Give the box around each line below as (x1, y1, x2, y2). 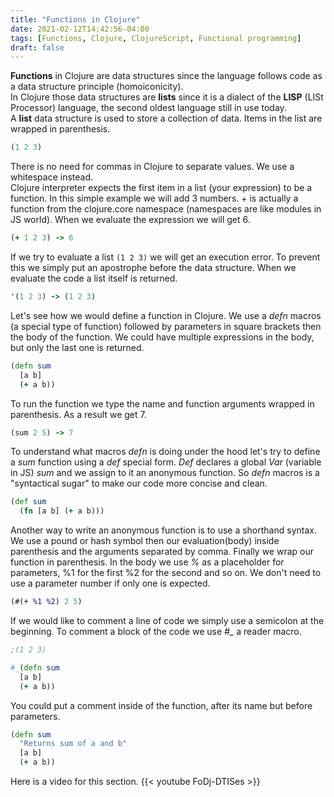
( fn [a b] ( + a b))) (19, 506, 105, 516)
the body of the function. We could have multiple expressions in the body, (10, 331, 315, 343)
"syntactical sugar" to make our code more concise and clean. (10, 477, 268, 490)
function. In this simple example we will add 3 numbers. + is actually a (10, 192, 299, 205)
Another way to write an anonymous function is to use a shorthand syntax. (10, 524, 317, 536)
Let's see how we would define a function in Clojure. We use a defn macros (10, 309, 322, 321)
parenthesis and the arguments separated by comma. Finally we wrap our (10, 546, 315, 558)
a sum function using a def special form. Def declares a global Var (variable (10, 456, 322, 468)
